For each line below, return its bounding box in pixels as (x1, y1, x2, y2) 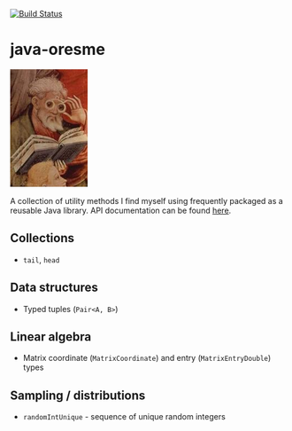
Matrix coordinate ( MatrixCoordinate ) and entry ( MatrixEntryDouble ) (22, 353, 272, 364)
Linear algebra (10, 329, 92, 344)
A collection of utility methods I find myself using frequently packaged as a (10, 195, 284, 206)
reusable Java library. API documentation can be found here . (10, 205, 232, 215)
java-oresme (10, 40, 105, 59)
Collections (10, 231, 74, 246)
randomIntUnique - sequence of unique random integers (22, 411, 227, 422)
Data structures (10, 280, 98, 295)
